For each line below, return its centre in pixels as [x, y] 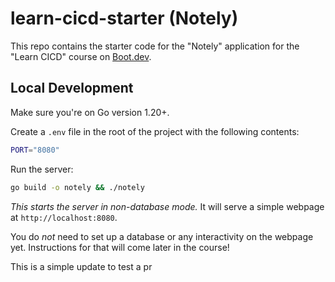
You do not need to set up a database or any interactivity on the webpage [162, 236]
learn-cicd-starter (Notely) [124, 18]
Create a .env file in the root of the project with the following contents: [155, 131]
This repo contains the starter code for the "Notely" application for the [155, 46]
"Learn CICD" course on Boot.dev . [81, 56]
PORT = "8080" [35, 150]
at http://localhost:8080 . [64, 217]
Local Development [72, 88]
